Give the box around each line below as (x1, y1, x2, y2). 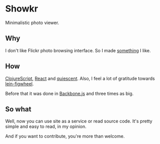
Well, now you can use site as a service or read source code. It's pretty (5, 118, 152, 124)
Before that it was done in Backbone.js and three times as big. (5, 90, 134, 96)
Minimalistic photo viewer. (5, 20, 59, 26)
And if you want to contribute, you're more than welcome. (5, 133, 125, 139)
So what (5, 105, 32, 113)
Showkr (5, 3, 39, 15)
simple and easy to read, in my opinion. (5, 123, 87, 129)
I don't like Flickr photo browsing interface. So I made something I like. (5, 47, 151, 53)
